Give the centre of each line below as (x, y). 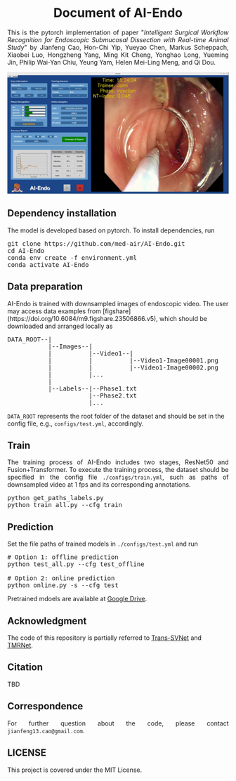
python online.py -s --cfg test (63, 585)
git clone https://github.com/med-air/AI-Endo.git (96, 243)
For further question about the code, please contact (118, 723)
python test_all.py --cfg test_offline (76, 564)
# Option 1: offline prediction (63, 557)
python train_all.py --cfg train (65, 505)
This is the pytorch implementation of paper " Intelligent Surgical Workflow (118, 32)
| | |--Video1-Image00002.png (133, 367)
